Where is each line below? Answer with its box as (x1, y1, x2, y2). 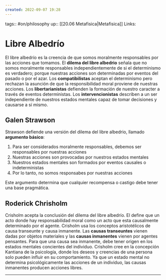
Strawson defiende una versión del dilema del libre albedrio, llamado (5, 129, 145, 135)
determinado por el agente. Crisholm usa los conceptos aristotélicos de (5, 223, 151, 229)
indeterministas (12, 165, 44, 171)
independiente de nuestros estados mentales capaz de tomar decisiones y (5, 96, 157, 102)
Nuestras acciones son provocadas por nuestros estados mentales (12, 154, 149, 160)
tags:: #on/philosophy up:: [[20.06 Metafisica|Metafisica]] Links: (5, 21, 136, 27)
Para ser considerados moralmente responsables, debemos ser (12, 144, 142, 150)
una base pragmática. (5, 185, 49, 191)
